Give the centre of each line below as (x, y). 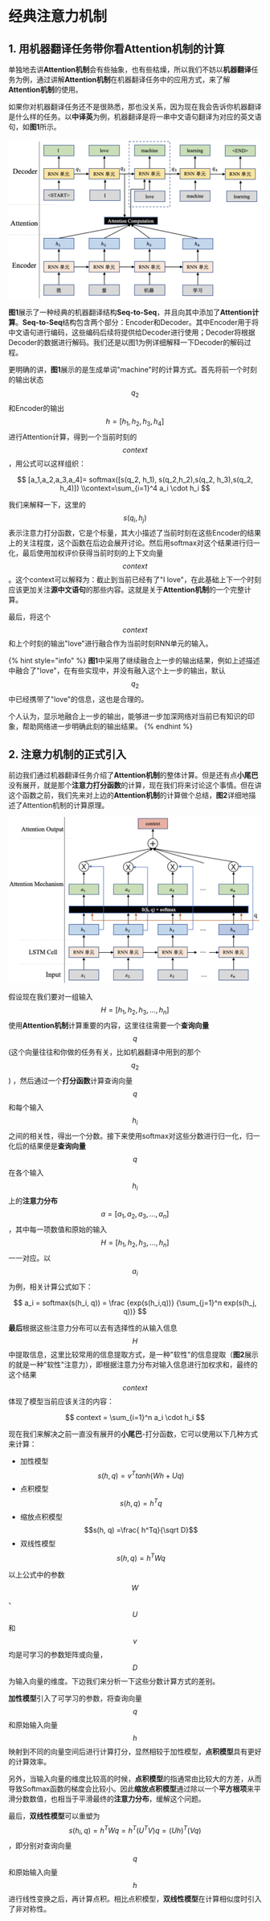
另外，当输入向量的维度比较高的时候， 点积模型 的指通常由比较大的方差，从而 (135, 1779)
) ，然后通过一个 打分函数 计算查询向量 (71, 1080)
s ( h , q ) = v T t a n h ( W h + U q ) (141, 1475)
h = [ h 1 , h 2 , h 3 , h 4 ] (135, 422)
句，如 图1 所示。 (35, 127)
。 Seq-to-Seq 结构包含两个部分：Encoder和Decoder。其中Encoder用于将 (137, 322)
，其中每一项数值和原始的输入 (57, 1229)
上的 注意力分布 (33, 1201)
